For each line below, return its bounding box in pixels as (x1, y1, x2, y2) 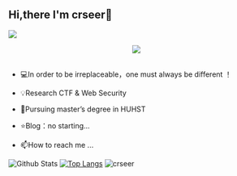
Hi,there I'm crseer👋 (8, 8, 113, 22)
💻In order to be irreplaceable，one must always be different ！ (19, 69, 233, 79)
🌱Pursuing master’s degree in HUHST (19, 104, 146, 114)
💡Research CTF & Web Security (19, 88, 127, 98)
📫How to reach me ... (19, 140, 94, 149)
